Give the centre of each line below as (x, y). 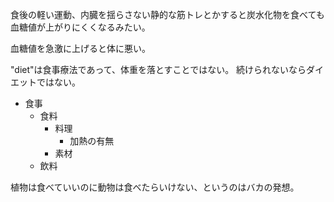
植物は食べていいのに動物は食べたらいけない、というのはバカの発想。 (155, 187)
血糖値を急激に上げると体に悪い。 (80, 48)
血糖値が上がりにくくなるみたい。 (80, 27)
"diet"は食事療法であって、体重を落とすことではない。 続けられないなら (158, 69)
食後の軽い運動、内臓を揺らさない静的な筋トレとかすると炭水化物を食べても (167, 14)
